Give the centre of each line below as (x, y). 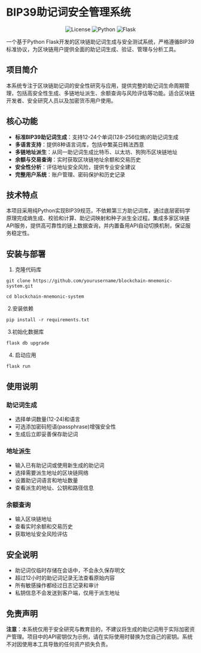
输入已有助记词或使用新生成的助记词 (60, 465)
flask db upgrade (28, 343)
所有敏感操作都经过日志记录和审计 (57, 585)
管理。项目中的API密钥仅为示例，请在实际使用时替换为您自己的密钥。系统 (102, 637)
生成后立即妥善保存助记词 (46, 434)
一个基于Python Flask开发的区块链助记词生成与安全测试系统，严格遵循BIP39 (100, 41)
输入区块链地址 (33, 519)
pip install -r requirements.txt (48, 320)
